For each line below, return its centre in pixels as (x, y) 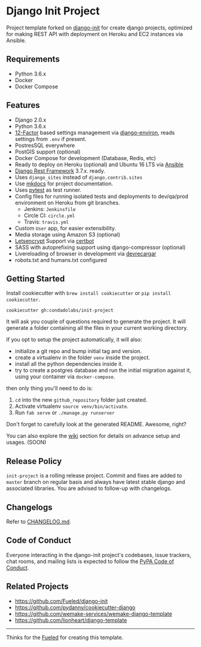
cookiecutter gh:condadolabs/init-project (60, 311)
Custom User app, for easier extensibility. (66, 228)
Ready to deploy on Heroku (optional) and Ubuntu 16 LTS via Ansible (99, 164)
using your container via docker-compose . (65, 377)
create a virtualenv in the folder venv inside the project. (83, 357)
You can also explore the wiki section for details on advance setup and (93, 436)
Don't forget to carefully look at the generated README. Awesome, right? (96, 425)
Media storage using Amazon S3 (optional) (68, 234)
